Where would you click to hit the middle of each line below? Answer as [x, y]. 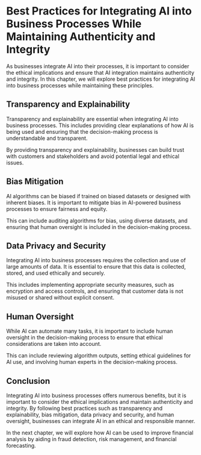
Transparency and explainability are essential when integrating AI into [92, 119]
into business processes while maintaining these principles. [80, 85]
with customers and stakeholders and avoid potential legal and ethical [93, 156]
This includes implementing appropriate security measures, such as [90, 285]
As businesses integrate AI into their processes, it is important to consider [98, 66]
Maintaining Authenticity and [81, 37]
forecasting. [21, 445]
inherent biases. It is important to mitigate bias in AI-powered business [94, 202]
